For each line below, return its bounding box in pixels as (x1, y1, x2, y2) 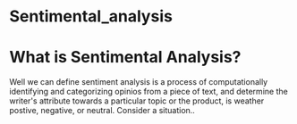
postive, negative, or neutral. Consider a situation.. (9, 105, 195, 116)
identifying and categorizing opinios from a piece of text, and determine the (9, 87, 288, 97)
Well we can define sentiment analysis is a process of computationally (9, 77, 268, 87)
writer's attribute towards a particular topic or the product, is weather (9, 95, 265, 106)
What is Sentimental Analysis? (9, 47, 242, 68)
